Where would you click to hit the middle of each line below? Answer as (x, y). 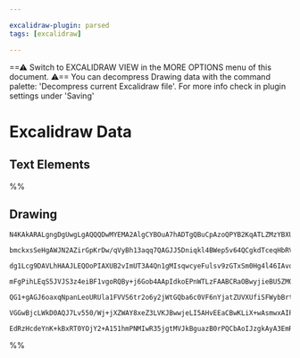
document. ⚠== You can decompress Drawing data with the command (140, 76)
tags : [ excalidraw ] (46, 34)
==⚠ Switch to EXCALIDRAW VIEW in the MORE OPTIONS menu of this (141, 67)
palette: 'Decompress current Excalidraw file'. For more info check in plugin (148, 86)
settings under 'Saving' (52, 96)
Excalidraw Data (71, 132)
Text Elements (50, 165)
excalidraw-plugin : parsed (59, 25)
